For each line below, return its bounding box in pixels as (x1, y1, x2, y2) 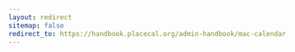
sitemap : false (8, 21, 65, 30)
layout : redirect (8, 12, 73, 22)
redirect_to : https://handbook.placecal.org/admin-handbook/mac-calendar (8, 29, 287, 38)
